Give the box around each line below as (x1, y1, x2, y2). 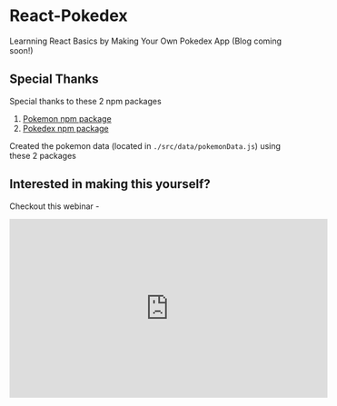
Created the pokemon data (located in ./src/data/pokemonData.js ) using (9, 140, 282, 151)
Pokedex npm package (22, 123, 109, 134)
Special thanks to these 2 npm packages (9, 95, 162, 106)
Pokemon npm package (22, 113, 112, 124)
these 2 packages (9, 150, 77, 161)
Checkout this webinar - (9, 201, 100, 212)
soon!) (9, 45, 34, 55)
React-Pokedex (9, 5, 129, 26)
